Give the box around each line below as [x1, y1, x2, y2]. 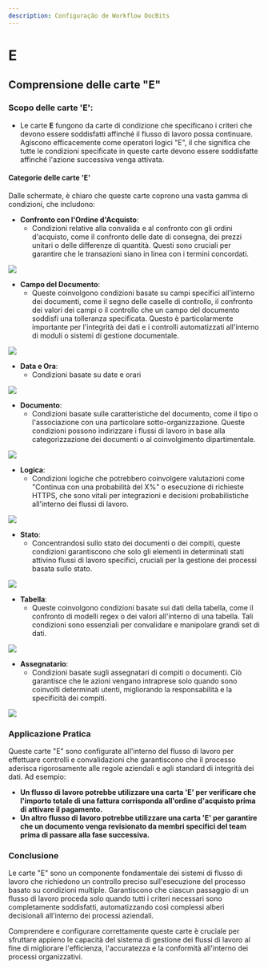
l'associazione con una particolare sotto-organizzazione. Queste [31, 417, 246, 427]
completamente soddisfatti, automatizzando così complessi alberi [8, 902, 225, 912]
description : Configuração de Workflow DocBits [8, 11, 170, 20]
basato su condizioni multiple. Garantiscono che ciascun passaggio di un [8, 886, 250, 895]
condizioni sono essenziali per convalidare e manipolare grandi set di [31, 619, 260, 630]
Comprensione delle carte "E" [8, 78, 162, 92]
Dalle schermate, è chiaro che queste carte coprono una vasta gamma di [8, 190, 248, 201]
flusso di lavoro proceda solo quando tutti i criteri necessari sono [8, 894, 222, 903]
